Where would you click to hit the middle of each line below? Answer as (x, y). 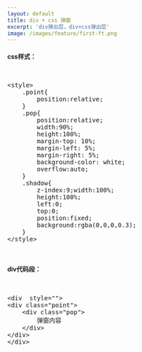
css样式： (22, 56)
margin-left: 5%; (66, 148)
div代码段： (24, 269)
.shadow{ (37, 183)
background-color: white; (81, 162)
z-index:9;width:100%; (76, 190)
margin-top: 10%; (66, 141)
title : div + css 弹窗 (39, 20)
